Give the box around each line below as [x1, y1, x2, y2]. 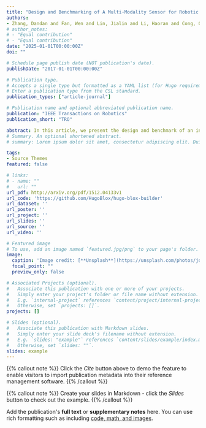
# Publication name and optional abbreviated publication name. [6, 105, 174, 111]
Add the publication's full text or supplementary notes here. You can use [6, 408, 193, 416]
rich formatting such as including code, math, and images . [6, 415, 153, 422]
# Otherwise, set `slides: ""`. [6, 342, 95, 348]
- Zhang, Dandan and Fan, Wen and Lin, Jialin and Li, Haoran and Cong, [6, 20, 196, 26]
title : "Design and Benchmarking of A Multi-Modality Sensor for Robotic [6, 9, 199, 15]
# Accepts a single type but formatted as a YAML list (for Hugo [6, 82, 177, 89]
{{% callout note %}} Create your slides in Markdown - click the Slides [6, 390, 184, 397]
